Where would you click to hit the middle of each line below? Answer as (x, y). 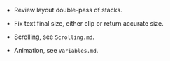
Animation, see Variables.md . (56, 50)
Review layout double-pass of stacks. (68, 10)
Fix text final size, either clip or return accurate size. (88, 23)
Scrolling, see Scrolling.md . (54, 37)
